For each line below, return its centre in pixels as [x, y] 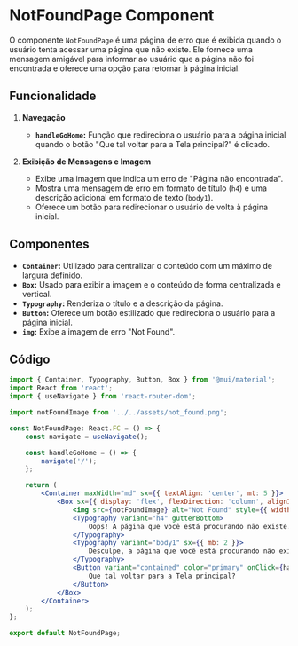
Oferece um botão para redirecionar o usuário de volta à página [152, 207]
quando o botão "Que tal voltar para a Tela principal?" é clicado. [153, 144]
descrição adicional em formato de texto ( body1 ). [124, 197]
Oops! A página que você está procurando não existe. [190, 526]
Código [30, 359]
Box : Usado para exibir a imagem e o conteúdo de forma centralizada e [151, 284]
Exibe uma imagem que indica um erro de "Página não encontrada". [159, 178]
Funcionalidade [53, 96]
